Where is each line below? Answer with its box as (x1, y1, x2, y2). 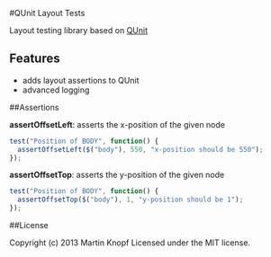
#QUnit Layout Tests (9, 8, 86, 18)
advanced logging (22, 84, 90, 95)
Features (9, 51, 60, 66)
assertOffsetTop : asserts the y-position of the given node (9, 170, 225, 181)
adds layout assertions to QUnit (22, 75, 140, 85)
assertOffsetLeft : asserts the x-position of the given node (9, 119, 225, 129)
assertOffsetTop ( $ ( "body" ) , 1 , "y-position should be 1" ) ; (17, 195, 244, 205)
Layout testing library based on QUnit (9, 25, 149, 35)
